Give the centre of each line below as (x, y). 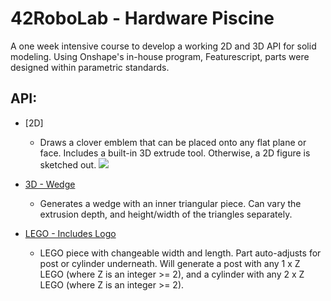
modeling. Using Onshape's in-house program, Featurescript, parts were (160, 56)
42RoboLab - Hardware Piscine (142, 18)
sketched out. (68, 164)
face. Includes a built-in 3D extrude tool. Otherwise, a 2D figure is (175, 153)
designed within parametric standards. (90, 67)
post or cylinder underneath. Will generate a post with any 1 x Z (170, 263)
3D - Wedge (50, 184)
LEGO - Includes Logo (70, 233)
